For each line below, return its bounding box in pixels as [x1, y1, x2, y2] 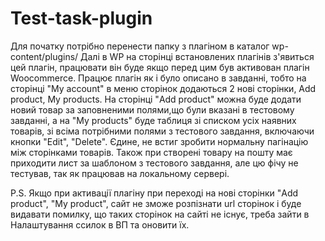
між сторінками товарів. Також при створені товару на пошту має [10, 146, 293, 158]
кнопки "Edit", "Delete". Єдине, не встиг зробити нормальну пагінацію [10, 135, 309, 147]
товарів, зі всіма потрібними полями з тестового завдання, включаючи [10, 125, 315, 137]
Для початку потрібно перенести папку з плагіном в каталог [10, 40, 270, 52]
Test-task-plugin [10, 7, 153, 30]
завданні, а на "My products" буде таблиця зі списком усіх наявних [10, 114, 297, 126]
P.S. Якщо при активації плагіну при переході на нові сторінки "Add [10, 187, 299, 199]
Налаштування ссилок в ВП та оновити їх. [10, 218, 190, 231]
